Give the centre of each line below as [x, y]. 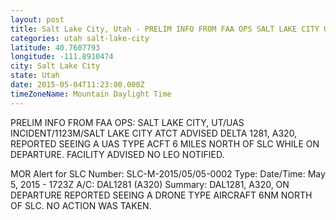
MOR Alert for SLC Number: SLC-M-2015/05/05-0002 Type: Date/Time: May [168, 173]
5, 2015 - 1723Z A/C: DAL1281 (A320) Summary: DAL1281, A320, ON [150, 184]
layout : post [37, 19]
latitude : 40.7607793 [55, 47]
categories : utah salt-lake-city [80, 38]
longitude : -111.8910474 [62, 57]
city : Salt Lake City [55, 66]
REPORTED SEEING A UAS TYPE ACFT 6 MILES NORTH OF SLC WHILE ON [165, 143]
